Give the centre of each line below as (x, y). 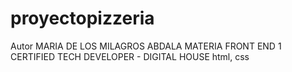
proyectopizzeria (82, 18)
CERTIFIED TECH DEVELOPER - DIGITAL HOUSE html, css (130, 56)
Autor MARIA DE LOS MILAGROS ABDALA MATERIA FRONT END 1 (146, 46)
